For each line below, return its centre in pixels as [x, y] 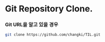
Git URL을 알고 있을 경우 [32, 25]
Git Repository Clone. [49, 9]
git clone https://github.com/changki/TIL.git [53, 35]
